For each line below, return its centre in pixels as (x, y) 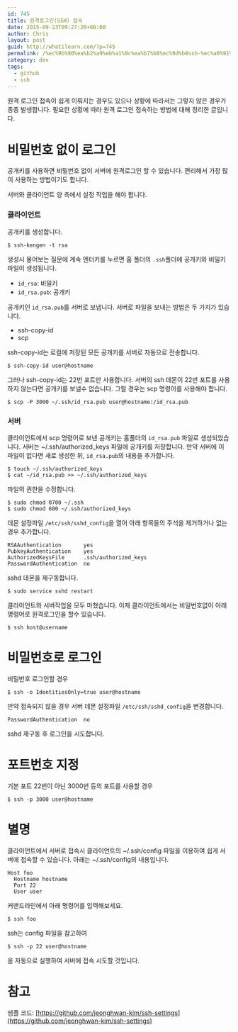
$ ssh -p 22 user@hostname (47, 946)
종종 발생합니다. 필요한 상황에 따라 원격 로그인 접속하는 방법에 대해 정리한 (108, 110)
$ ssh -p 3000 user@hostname (50, 799)
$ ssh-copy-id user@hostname (50, 366)
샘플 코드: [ (23, 1013)
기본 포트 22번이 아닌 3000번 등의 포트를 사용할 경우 (80, 786)
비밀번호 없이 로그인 (62, 150)
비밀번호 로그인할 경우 (38, 678)
